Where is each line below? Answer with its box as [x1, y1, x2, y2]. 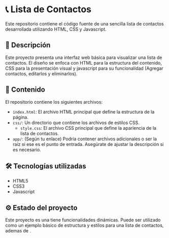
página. [12, 114, 29, 120]
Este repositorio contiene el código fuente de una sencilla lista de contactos [5, 20, 164, 26]
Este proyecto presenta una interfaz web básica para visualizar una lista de [5, 54, 162, 61]
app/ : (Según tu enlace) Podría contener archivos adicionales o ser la [12, 136, 157, 142]
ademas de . [5, 228, 31, 234]
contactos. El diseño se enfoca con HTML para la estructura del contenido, [5, 59, 162, 66]
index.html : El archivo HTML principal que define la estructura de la [12, 108, 155, 115]
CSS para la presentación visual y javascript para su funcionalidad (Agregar [5, 65, 163, 71]
